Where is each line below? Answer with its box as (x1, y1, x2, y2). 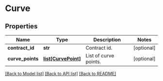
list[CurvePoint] (43, 55, 81, 62)
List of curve (85, 53, 114, 59)
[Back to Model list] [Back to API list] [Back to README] (5, 71, 116, 76)
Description (93, 37, 121, 43)
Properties (5, 22, 38, 30)
